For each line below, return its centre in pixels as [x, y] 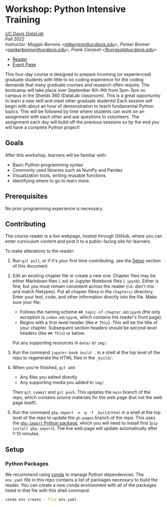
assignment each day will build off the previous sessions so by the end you [82, 122]
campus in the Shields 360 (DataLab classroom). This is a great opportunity [83, 95]
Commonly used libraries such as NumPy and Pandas [68, 170]
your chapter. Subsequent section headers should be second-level [88, 328]
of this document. [30, 266]
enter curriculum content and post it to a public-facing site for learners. [78, 241]
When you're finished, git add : [44, 368]
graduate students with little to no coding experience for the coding [74, 79]
